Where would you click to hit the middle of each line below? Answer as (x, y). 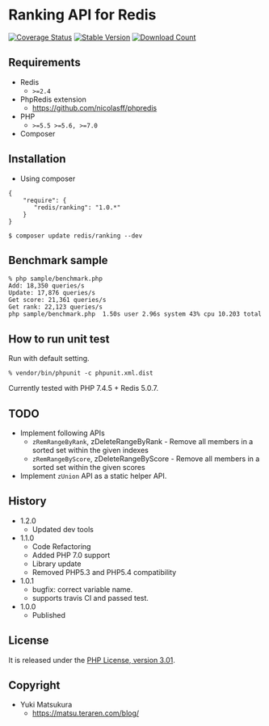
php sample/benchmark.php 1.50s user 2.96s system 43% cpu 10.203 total (135, 314)
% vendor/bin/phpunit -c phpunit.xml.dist (81, 373)
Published (49, 615)
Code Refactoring (61, 546)
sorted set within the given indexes (90, 450)
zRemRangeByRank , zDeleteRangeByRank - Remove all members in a (143, 441)
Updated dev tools (63, 529)
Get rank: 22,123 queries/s (56, 307)
